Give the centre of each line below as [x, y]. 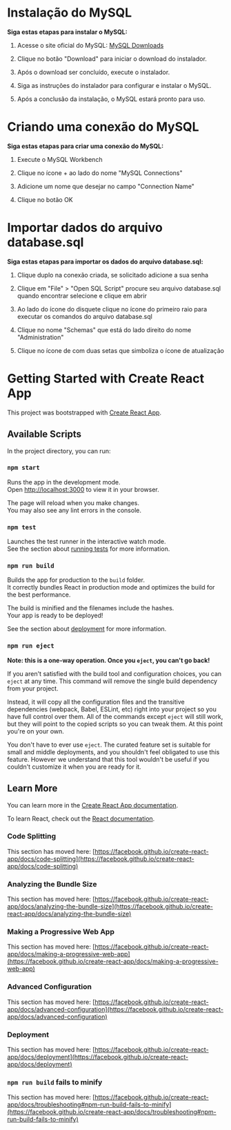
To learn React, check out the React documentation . [81, 819]
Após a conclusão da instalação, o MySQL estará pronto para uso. [111, 99]
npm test [22, 527]
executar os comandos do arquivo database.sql [85, 316]
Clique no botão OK [45, 199]
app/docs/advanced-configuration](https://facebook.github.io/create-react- [115, 1009]
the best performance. [39, 595]
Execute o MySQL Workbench [60, 159]
